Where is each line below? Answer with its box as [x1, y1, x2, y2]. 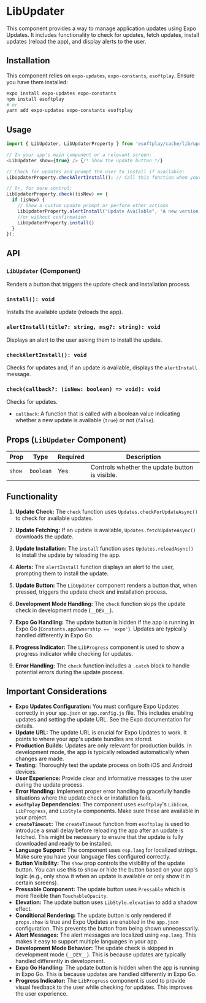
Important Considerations [6, 686, 107, 697]
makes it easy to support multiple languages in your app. [15, 937, 159, 945]
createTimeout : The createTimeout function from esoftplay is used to [15, 820, 190, 827]
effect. [15, 905, 32, 912]
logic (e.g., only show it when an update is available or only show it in [15, 872, 191, 879]
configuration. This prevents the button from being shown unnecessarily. [15, 924, 199, 932]
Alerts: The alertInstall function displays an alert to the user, [15, 563, 175, 570]
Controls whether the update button [90, 463, 194, 471]
